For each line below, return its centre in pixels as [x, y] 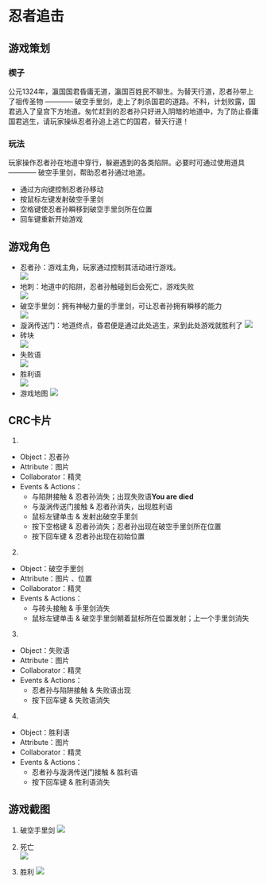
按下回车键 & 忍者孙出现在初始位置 [88, 536]
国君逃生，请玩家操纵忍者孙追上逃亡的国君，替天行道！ [99, 121]
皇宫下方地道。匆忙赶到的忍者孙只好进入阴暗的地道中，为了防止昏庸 [147, 111]
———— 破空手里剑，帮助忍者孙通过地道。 [79, 172]
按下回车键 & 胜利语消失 [71, 782]
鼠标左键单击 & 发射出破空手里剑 [85, 516]
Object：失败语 [44, 650]
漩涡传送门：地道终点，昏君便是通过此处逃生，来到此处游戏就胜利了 [131, 325]
